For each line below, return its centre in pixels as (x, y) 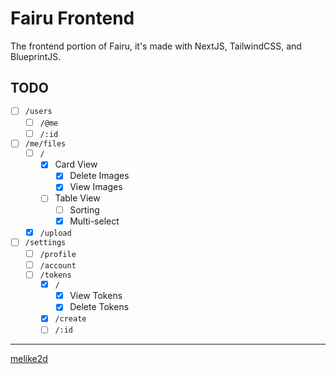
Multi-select (94, 221)
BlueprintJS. (36, 56)
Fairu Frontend (72, 18)
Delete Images (99, 176)
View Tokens (96, 296)
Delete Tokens (99, 307)
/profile (58, 254)
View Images (96, 187)
